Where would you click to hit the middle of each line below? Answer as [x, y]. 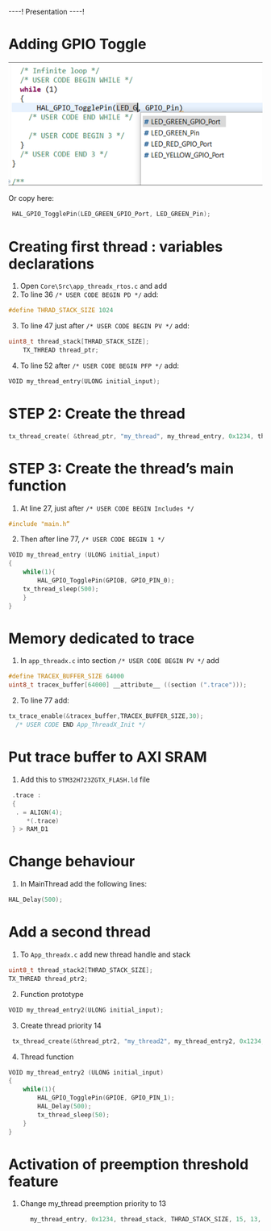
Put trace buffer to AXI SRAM [108, 757]
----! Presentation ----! [46, 12]
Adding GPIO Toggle [77, 44]
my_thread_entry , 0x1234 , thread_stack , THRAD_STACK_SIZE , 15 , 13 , [146, 1220]
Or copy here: [31, 198]
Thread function [47, 1057]
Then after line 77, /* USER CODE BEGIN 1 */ [92, 539]
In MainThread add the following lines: [83, 884]
